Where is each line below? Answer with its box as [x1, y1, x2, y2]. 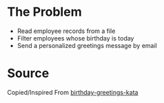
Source [7, 66, 50, 81]
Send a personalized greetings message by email [17, 41, 157, 49]
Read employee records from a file [17, 27, 116, 35]
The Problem [7, 4, 82, 20]
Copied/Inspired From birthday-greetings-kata [7, 88, 139, 96]
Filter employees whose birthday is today [17, 34, 134, 42]
